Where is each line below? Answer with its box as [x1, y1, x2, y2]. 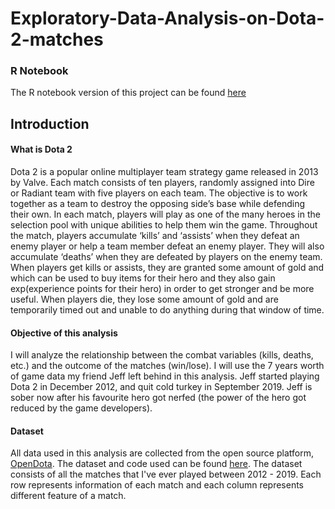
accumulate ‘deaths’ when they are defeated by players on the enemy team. [10, 251, 323, 263]
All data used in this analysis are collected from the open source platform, [10, 447, 314, 459]
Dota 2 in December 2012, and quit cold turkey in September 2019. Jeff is [10, 381, 313, 393]
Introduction [10, 115, 90, 132]
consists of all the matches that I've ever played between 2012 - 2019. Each [10, 468, 322, 481]
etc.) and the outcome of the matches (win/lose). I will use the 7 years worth [10, 360, 325, 372]
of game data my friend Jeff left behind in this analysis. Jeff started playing [10, 370, 320, 382]
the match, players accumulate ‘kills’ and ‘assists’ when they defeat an [10, 230, 300, 242]
